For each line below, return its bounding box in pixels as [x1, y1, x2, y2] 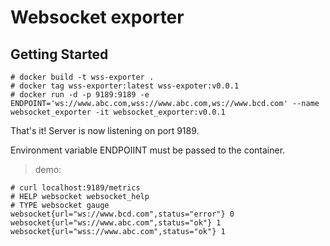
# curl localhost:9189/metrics [10, 183, 141, 193]
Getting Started [10, 46, 109, 63]
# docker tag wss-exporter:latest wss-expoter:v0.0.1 [10, 81, 240, 91]
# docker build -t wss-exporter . [10, 72, 155, 82]
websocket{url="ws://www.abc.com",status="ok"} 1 [10, 218, 222, 228]
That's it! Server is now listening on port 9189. [10, 125, 200, 136]
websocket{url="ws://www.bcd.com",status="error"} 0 [10, 209, 235, 219]
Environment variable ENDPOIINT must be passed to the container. [10, 144, 286, 156]
